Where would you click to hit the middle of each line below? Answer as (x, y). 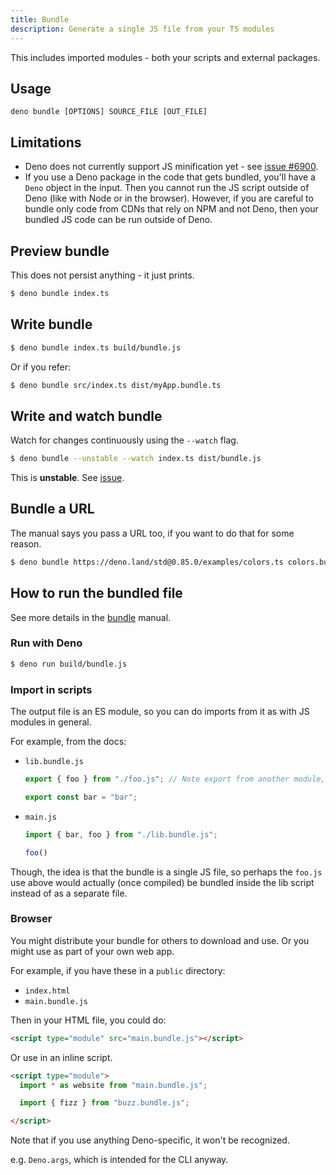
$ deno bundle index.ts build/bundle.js (96, 347)
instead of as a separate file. (69, 893)
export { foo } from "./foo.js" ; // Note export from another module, (175, 779)
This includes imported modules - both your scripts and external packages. (165, 57)
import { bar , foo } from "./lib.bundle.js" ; (121, 834)
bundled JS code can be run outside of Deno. (118, 220)
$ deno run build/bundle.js (69, 664)
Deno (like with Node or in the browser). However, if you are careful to (169, 198)
